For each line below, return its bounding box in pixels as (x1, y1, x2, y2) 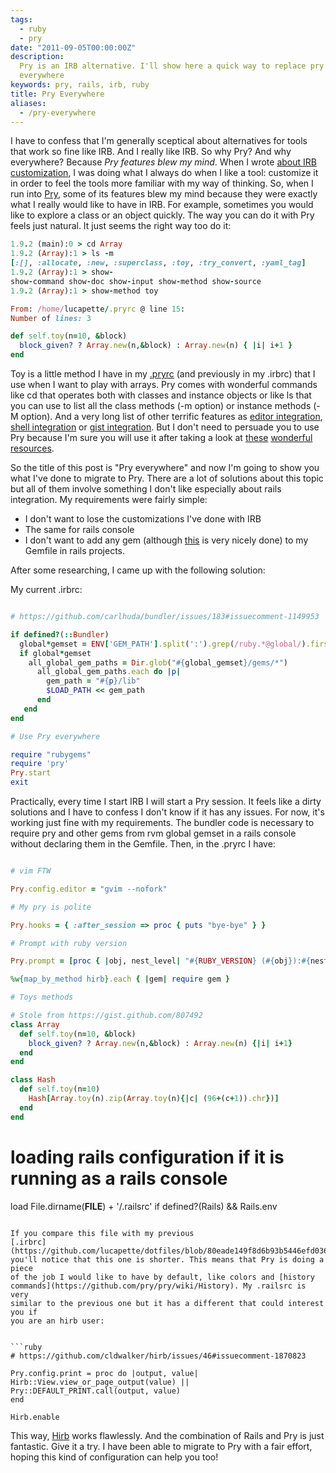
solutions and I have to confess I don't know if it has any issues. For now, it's (10, 806, 325, 818)
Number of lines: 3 (10, 313, 92, 323)
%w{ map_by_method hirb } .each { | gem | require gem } (10, 974, 230, 985)
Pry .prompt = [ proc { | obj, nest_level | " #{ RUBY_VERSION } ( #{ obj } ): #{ (10, 956, 311, 966)
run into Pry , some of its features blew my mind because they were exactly (10, 188, 318, 200)
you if (10, 1307, 38, 1317)
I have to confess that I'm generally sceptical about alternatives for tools (10, 135, 308, 147)
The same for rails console (24, 524, 135, 535)
